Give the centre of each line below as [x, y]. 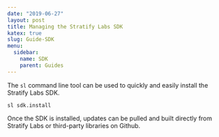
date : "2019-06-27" [36, 14]
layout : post [26, 20]
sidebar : [26, 53]
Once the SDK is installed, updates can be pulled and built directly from [110, 118]
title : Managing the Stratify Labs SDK [65, 26]
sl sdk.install [29, 105]
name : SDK [34, 59]
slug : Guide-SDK [31, 40]
